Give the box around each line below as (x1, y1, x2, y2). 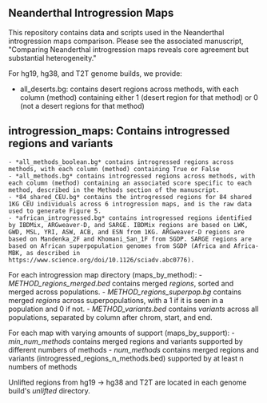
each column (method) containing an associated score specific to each (8, 179, 252, 187)
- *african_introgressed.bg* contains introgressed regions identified (8, 213, 252, 222)
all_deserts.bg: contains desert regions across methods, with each (19, 84, 239, 94)
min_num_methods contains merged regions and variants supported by (8, 336, 244, 346)
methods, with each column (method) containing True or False (8, 165, 220, 173)
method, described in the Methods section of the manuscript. (8, 186, 220, 194)
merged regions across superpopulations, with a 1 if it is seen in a (8, 295, 224, 305)
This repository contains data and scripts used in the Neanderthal (8, 27, 225, 37)
